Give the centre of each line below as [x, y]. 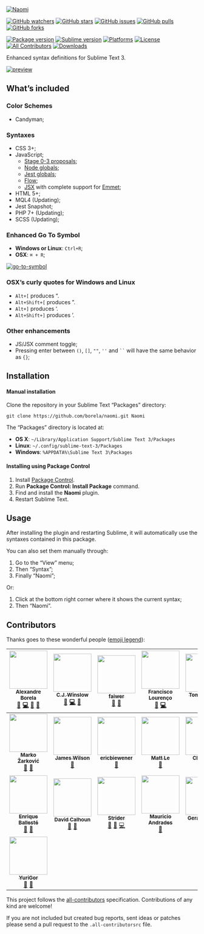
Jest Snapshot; [34, 206]
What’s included [38, 89]
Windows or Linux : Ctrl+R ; [49, 248]
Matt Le [160, 758]
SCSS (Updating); [37, 219]
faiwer [116, 696]
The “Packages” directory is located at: [55, 427]
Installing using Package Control [48, 466]
